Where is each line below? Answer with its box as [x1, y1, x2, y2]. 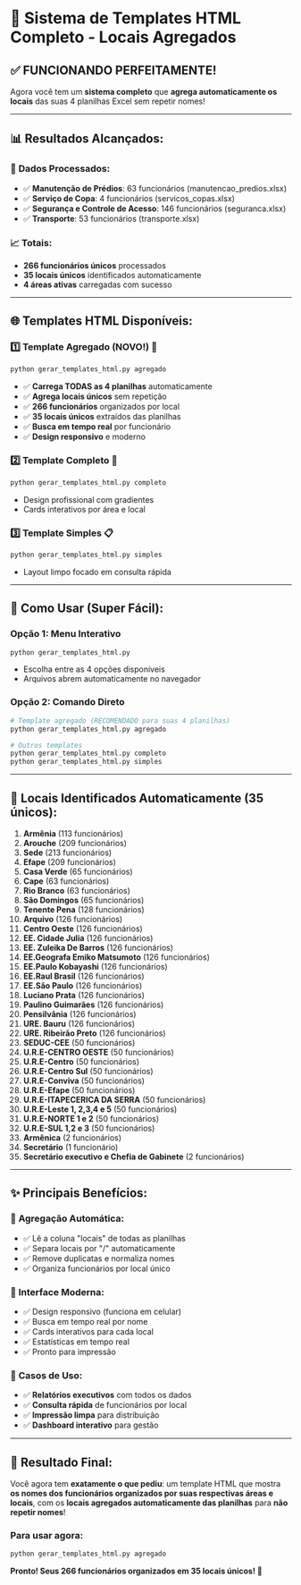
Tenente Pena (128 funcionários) [22, 903, 146, 915]
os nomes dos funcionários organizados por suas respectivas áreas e [10, 1488, 274, 1499]
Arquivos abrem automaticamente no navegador [22, 674, 202, 684]
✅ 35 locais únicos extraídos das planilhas [22, 411, 181, 421]
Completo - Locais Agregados [10, 27, 237, 47]
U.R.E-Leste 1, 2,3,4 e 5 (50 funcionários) [22, 1104, 178, 1115]
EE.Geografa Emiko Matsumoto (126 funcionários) [22, 952, 211, 962]
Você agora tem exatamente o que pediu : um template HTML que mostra [10, 1479, 281, 1489]
